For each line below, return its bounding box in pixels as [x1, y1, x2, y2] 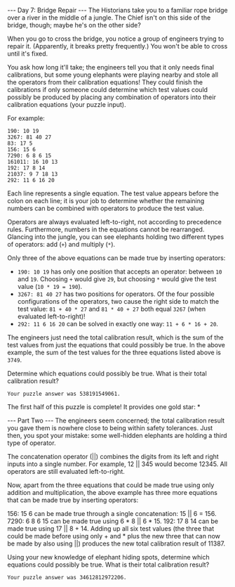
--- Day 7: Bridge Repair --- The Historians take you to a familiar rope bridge [7, 6, 228, 14]
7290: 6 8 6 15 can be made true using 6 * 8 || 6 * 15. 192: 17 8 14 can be [7, 517, 219, 525]
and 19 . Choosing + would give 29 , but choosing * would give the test [17, 275, 217, 283]
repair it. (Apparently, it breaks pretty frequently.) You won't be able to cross [7, 42, 228, 50]
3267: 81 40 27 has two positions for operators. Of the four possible [17, 290, 215, 298]
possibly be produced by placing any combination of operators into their [7, 93, 216, 101]
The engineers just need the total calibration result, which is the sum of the [7, 333, 224, 342]
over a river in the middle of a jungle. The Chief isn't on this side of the [7, 13, 211, 22]
